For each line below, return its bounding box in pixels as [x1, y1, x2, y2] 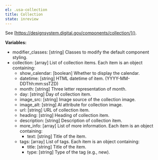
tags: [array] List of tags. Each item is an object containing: [19, 139, 140, 145]
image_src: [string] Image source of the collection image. [19, 97, 136, 103]
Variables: [5, 40, 27, 46]
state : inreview [5, 16, 39, 21]
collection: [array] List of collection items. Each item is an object [12, 60, 143, 66]
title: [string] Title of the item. [27, 144, 86, 150]
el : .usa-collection [5, 7, 48, 12]
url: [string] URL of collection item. [19, 107, 90, 113]
